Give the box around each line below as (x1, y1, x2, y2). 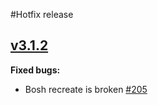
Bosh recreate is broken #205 (24, 83, 148, 95)
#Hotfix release (10, 9, 74, 20)
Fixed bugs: (10, 64, 61, 76)
